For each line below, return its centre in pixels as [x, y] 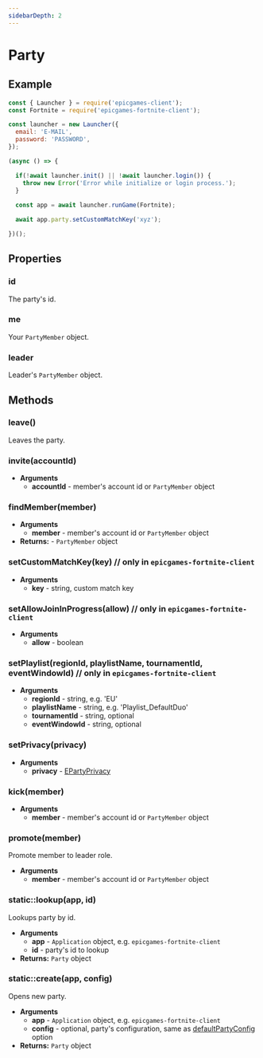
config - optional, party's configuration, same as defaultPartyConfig [143, 1029]
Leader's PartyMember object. [56, 375]
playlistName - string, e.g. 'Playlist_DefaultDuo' [110, 707]
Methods [31, 400]
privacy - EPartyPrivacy [71, 771]
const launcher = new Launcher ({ [64, 124]
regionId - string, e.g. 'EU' [74, 699]
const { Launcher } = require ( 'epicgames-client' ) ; [95, 103]
